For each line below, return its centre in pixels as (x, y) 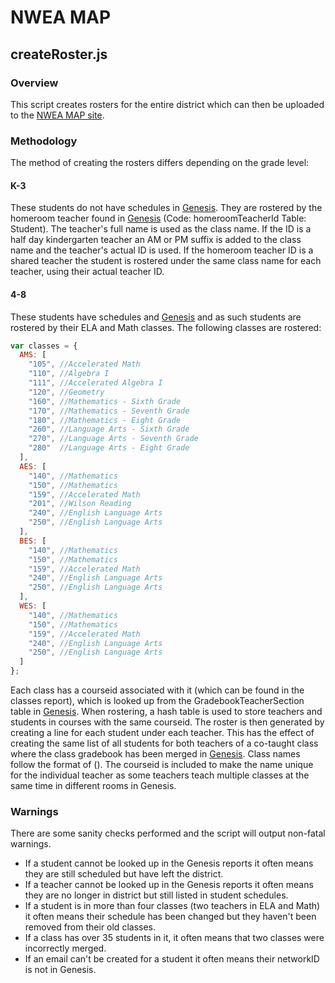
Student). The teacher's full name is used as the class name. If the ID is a (161, 229)
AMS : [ (33, 355)
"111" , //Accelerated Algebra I (95, 383)
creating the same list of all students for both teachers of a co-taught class (164, 743)
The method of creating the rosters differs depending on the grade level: (160, 163)
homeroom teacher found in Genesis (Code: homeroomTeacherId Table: (158, 218)
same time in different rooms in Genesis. (93, 786)
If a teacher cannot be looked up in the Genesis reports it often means (169, 885)
